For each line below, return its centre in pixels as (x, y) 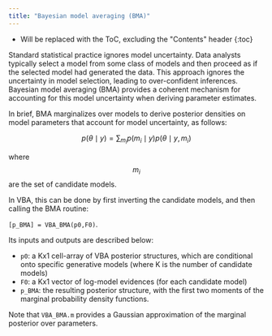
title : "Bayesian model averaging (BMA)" (80, 16)
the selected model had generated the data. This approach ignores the (127, 72)
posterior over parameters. (53, 323)
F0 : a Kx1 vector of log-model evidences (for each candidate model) (134, 282)
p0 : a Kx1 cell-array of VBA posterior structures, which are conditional (136, 256)
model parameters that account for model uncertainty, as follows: (118, 122)
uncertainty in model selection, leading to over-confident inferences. (123, 80)
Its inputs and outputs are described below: (81, 239)
